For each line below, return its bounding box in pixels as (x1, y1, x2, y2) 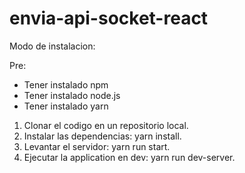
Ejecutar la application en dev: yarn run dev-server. (23, 151, 236, 163)
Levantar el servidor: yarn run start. (23, 140, 171, 152)
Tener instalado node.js (23, 89, 121, 101)
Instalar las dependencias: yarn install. (23, 130, 182, 142)
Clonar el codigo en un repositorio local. (23, 119, 189, 131)
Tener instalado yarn (23, 100, 109, 112)
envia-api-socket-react (9, 7, 209, 30)
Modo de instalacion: (9, 40, 96, 52)
